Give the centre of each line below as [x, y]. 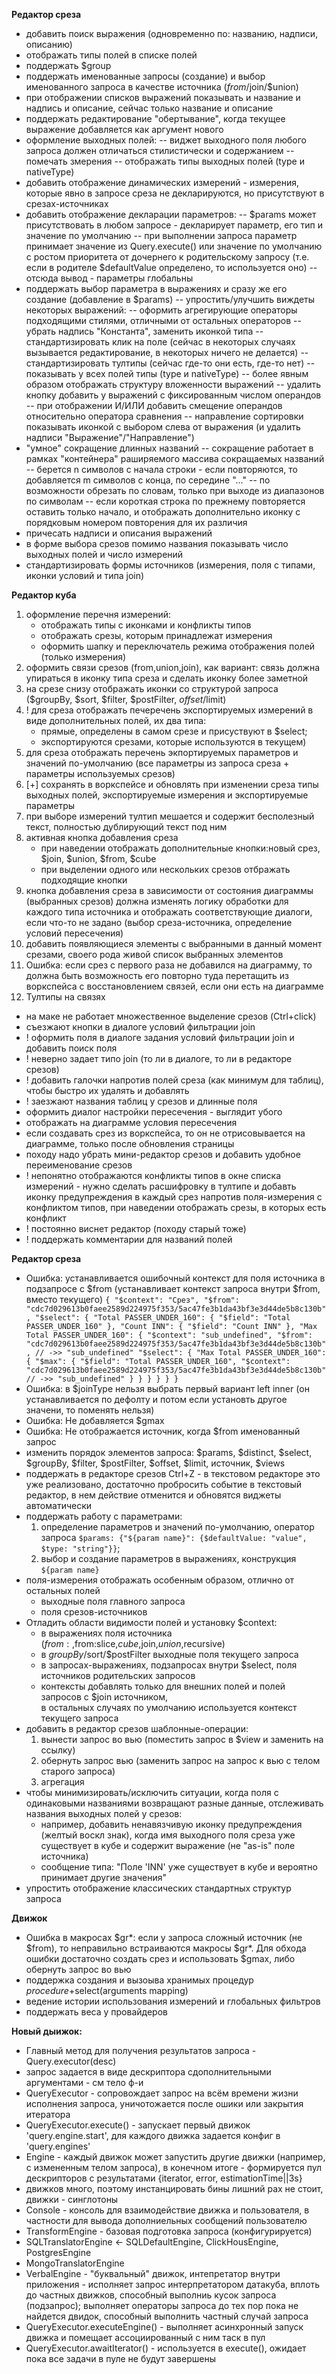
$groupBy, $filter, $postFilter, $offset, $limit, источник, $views [155, 1463]
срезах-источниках [67, 203]
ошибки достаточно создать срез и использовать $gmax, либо [160, 1958]
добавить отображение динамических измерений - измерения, [162, 182]
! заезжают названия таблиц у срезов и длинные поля [141, 1101]
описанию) [49, 44]
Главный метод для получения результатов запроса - [141, 2050]
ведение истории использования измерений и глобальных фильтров [173, 2001]
